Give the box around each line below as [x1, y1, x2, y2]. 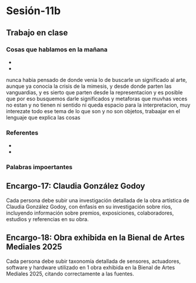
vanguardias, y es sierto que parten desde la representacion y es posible [6, 88, 183, 96]
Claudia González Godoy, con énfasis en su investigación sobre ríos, [6, 203, 172, 210]
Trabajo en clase [6, 28, 68, 38]
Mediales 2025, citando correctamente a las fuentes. [6, 270, 134, 277]
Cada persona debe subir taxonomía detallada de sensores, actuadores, [6, 258, 181, 265]
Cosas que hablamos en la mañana [6, 45, 108, 54]
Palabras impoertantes [6, 163, 73, 172]
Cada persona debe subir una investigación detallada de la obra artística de [6, 196, 190, 204]
